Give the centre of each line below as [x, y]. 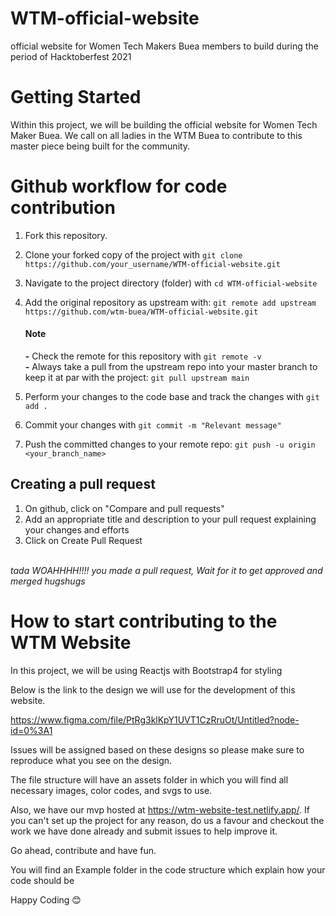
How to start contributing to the [144, 621]
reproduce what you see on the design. [91, 760]
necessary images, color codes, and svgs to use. [111, 790]
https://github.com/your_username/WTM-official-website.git [152, 264]
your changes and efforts [77, 529]
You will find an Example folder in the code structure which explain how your [168, 869]
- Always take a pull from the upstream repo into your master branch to [171, 367]
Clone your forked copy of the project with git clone [133, 254]
